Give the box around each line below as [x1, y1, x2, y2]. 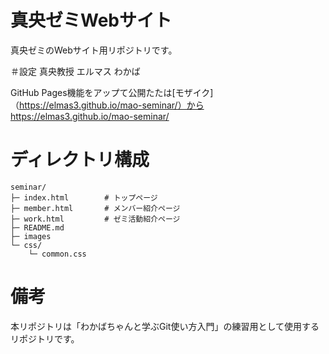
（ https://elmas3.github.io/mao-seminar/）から [10, 99, 205, 111]
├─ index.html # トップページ [10, 192, 158, 203]
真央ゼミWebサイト [10, 9, 172, 32]
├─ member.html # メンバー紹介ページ [10, 203, 181, 213]
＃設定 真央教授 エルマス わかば [10, 65, 141, 77]
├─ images [10, 231, 52, 241]
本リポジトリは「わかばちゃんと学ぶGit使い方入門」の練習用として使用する [10, 320, 320, 332]
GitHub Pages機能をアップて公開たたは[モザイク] [10, 86, 214, 98]
